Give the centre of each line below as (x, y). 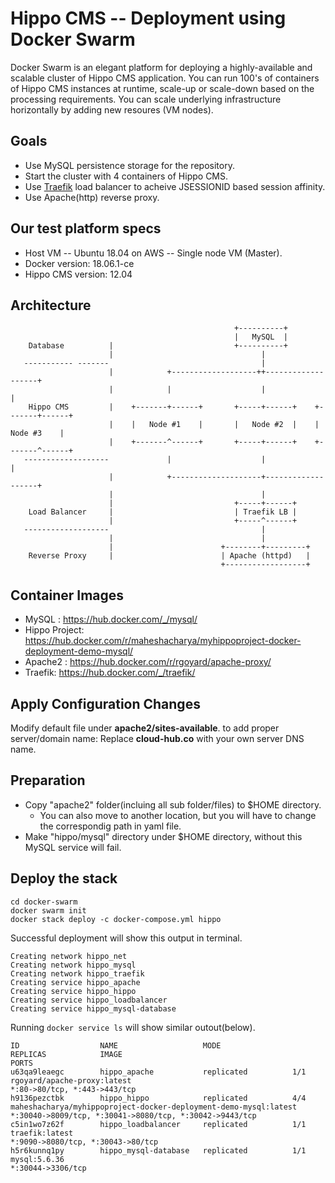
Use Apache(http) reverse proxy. (92, 197)
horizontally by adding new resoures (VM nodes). (112, 109)
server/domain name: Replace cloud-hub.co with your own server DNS (157, 738)
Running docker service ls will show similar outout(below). (133, 1027)
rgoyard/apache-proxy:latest (71, 1080)
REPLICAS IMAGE (66, 1054)
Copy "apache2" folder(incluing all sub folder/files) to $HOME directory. (173, 804)
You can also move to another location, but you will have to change (178, 815)
